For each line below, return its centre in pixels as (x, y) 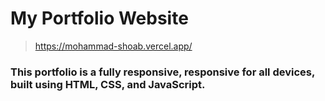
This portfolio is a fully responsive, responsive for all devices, (162, 72)
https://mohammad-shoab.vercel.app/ (113, 46)
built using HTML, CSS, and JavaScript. (108, 84)
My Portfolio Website (99, 18)
